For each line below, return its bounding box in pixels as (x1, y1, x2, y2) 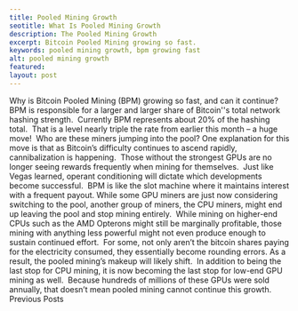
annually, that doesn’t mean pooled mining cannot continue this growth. (9, 283, 272, 294)
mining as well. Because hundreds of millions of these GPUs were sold (9, 275, 270, 285)
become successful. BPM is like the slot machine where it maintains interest (9, 179, 289, 191)
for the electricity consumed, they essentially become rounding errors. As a (9, 246, 286, 257)
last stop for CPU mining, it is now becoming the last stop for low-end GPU (9, 265, 283, 275)
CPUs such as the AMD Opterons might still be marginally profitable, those (9, 218, 282, 228)
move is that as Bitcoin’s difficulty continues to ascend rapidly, (9, 142, 238, 153)
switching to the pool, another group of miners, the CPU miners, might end (9, 199, 283, 210)
